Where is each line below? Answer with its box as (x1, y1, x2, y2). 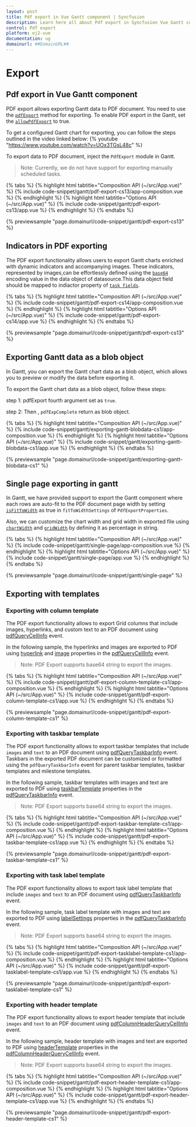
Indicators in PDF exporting (6, 241, 108, 251)
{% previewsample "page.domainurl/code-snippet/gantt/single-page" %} (6, 572, 183, 579)
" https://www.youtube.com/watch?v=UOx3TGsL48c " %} (6, 141, 143, 148)
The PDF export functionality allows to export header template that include (6, 1013, 185, 1020)
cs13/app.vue (6, 206, 39, 214)
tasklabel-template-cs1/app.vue (6, 968, 83, 975)
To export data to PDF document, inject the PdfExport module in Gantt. (6, 153, 176, 160)
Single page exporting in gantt (6, 478, 118, 489)
